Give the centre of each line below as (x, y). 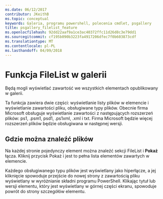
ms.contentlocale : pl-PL (30, 46)
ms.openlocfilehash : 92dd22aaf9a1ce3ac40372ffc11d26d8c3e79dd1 (71, 32)
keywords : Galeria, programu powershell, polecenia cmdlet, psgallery (78, 23)
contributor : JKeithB (27, 14)
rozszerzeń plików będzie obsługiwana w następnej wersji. (64, 124)
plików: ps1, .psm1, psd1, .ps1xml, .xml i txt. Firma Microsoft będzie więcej (79, 118)
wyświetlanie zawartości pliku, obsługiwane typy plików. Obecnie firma (76, 108)
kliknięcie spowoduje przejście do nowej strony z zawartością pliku (72, 176)
